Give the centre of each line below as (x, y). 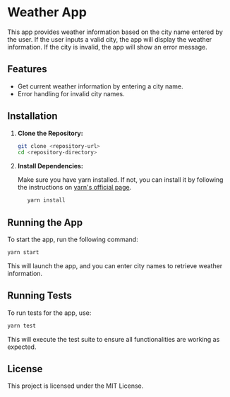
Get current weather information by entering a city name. (100, 86)
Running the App (45, 223)
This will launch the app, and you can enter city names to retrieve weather (115, 265)
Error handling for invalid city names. (71, 93)
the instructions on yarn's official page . (74, 188)
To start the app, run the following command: (73, 239)
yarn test (22, 326)
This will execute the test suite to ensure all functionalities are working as (114, 339)
